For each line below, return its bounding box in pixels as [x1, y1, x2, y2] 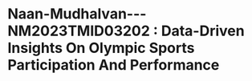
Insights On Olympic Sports [7, 39, 195, 57]
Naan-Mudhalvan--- [7, 5, 147, 23]
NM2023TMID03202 [7, 22, 150, 40]
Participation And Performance [7, 56, 220, 75]
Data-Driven [161, 22, 246, 40]
